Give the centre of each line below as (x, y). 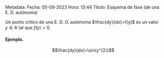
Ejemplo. (14, 39)
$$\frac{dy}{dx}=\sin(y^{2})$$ (83, 50)
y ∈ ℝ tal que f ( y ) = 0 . (28, 28)
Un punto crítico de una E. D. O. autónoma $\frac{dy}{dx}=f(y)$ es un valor (82, 22)
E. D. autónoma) (22, 12)
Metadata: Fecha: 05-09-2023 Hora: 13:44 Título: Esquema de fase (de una (82, 7)
